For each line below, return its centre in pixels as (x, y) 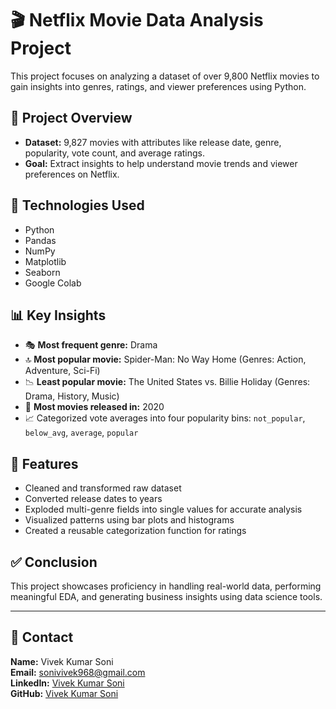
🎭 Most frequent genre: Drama (91, 345)
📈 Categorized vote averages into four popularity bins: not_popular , (165, 418)
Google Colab (53, 283)
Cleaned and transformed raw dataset (103, 488)
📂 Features (44, 463)
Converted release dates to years (93, 499)
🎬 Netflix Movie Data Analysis (137, 20)
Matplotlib (45, 261)
